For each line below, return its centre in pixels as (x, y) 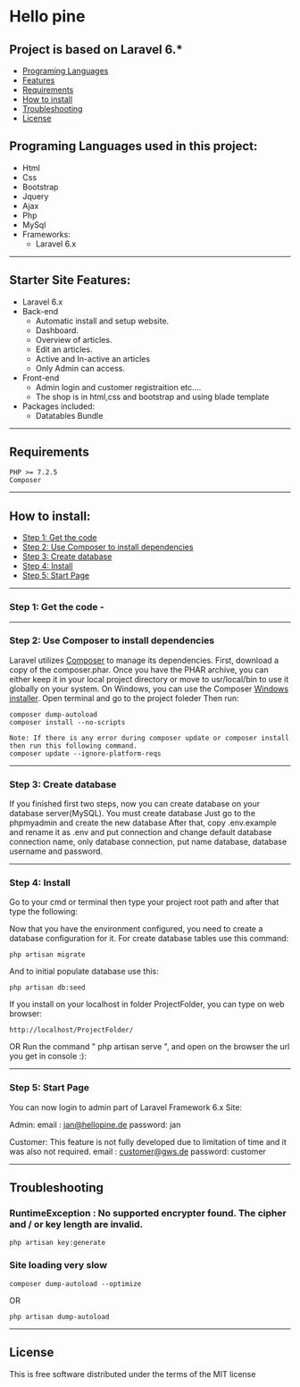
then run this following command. (74, 746)
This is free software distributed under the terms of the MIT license (133, 1374)
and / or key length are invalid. (76, 1224)
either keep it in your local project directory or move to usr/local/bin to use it (149, 679)
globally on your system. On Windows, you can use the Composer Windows (149, 689)
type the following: (44, 912)
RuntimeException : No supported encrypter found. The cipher (148, 1214)
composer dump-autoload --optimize (75, 1283)
